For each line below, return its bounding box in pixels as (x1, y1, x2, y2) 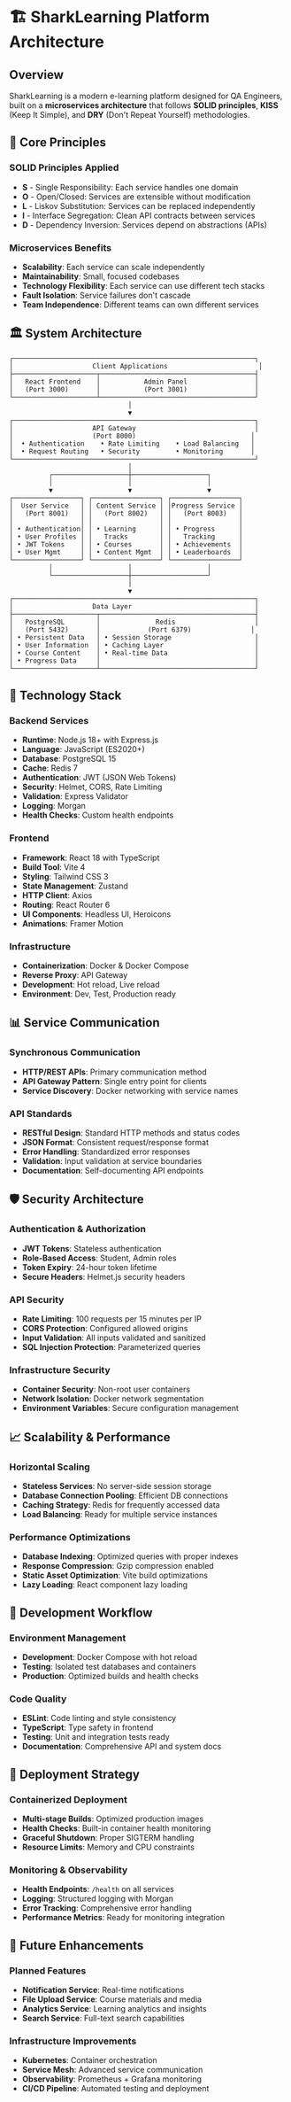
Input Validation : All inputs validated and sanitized (21, 1332, 206, 1343)
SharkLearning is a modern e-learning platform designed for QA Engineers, (9, 90, 283, 101)
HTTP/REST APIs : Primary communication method (21, 1067, 207, 1077)
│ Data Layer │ (9, 601, 259, 611)
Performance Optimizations (9, 1531, 131, 1543)
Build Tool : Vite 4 (21, 861, 86, 873)
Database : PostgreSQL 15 (21, 754, 117, 764)
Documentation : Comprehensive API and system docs (21, 1741, 222, 1752)
